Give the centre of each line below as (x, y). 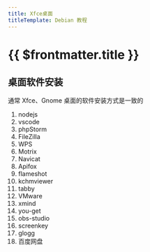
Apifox (27, 166)
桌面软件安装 (36, 82)
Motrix (27, 151)
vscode (29, 121)
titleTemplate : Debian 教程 (48, 20)
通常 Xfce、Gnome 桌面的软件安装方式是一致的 (76, 100)
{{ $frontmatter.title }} (74, 55)
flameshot (32, 173)
